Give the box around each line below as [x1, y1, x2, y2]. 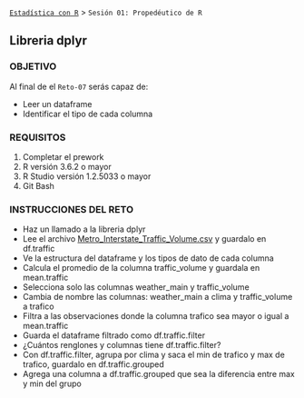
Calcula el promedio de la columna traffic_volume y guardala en [22, 263, 260, 274]
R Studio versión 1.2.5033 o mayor [22, 171, 152, 182]
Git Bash [22, 180, 54, 191]
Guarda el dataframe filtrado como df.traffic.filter [22, 330, 206, 341]
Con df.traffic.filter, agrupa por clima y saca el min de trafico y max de [22, 349, 286, 361]
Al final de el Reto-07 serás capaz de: [9, 81, 149, 92]
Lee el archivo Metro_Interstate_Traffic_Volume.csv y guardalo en [22, 234, 267, 244]
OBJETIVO [9, 60, 57, 73]
